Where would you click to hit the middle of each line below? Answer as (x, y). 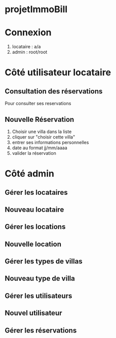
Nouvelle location (33, 244)
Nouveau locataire (34, 209)
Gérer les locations (35, 227)
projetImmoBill (36, 9)
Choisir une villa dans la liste (42, 131)
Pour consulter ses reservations (38, 104)
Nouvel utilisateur (33, 313)
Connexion (28, 33)
